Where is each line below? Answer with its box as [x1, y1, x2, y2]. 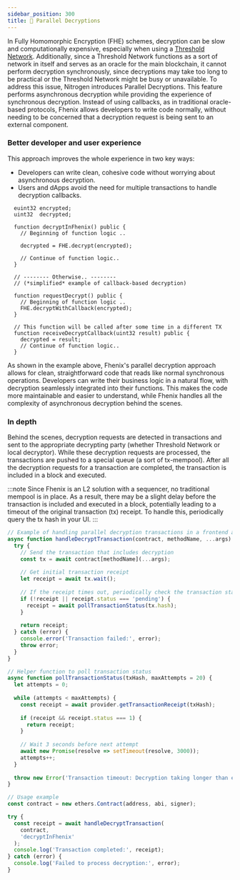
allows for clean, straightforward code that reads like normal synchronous [7, 369, 225, 377]
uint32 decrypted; [14, 211, 72, 218]
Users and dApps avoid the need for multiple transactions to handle [17, 183, 217, 191]
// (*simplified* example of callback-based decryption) [14, 279, 187, 286]
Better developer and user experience [7, 138, 141, 148]
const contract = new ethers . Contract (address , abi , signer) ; [7, 801, 196, 808]
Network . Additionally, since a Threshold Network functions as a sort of [7, 51, 218, 61]
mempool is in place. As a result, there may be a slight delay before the [7, 492, 216, 501]
